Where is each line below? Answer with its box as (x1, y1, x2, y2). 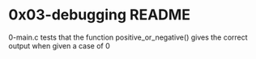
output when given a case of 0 (8, 40, 111, 50)
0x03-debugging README (8, 6, 190, 24)
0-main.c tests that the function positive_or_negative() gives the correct (8, 32, 249, 42)
